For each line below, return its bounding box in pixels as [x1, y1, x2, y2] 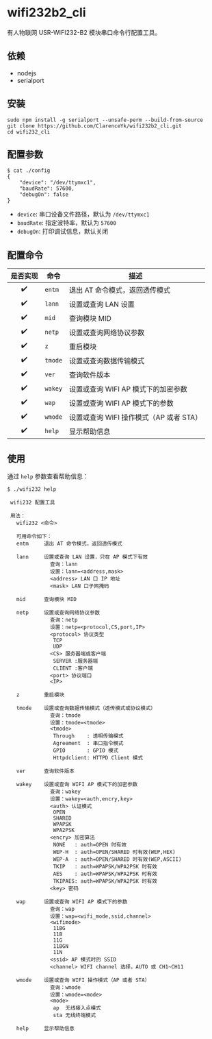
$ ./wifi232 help [7, 486, 57, 493]
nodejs [16, 69, 36, 77]
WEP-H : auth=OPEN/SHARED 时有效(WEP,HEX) [53, 848, 176, 855]
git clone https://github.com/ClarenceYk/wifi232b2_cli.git [7, 122, 183, 130]
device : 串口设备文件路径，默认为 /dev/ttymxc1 [16, 210, 150, 219]
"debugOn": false [19, 191, 69, 198]
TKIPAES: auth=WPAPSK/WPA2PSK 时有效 [53, 878, 157, 885]
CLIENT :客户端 [53, 665, 94, 672]
